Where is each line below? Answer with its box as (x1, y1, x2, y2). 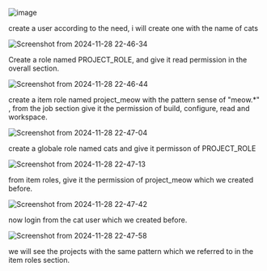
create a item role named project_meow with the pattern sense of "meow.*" (8, 95, 261, 105)
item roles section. (8, 256, 70, 265)
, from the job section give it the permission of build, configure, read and (8, 104, 250, 113)
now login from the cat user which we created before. (8, 215, 188, 225)
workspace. (8, 112, 48, 122)
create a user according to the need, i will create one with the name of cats (8, 24, 259, 32)
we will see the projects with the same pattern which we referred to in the (8, 247, 253, 256)
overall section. (8, 63, 59, 73)
